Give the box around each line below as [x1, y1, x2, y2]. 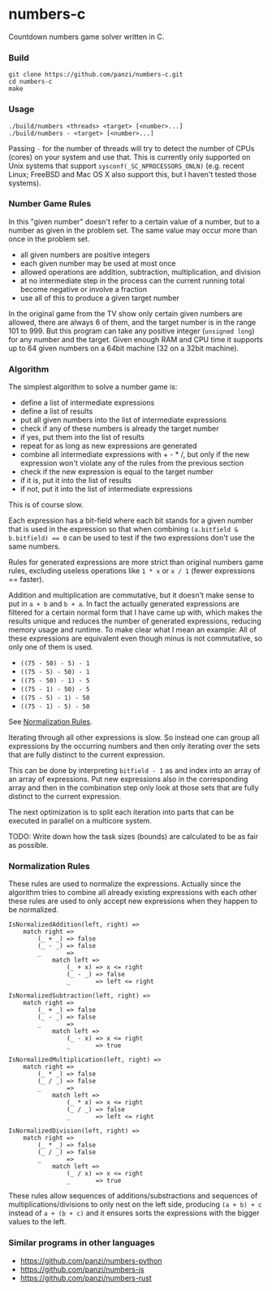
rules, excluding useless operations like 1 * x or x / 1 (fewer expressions [8, 566, 256, 576]
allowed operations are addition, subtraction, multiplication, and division [19, 267, 261, 276]
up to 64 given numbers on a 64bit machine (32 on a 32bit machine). [8, 343, 240, 353]
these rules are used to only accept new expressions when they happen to [8, 896, 258, 906]
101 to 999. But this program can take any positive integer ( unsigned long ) [8, 326, 255, 336]
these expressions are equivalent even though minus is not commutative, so [8, 633, 263, 643]
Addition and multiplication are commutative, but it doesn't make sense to [8, 590, 255, 600]
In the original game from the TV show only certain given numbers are [8, 308, 243, 318]
